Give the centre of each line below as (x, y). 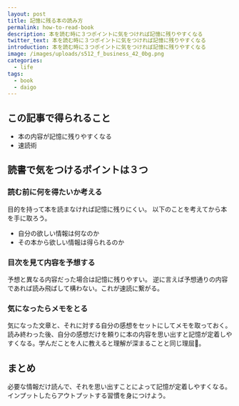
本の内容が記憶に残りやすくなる (65, 137)
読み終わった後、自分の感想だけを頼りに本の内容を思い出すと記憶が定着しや (120, 335)
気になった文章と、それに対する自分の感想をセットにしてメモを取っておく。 (119, 325)
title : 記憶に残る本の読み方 (45, 21)
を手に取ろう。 (29, 218)
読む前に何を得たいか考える (55, 192)
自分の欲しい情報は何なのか (59, 233)
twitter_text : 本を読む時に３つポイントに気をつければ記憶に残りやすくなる (107, 41)
